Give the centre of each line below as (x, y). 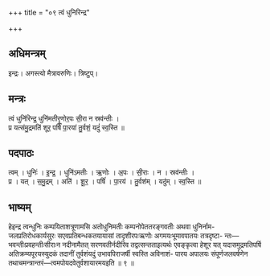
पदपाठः (21, 153)
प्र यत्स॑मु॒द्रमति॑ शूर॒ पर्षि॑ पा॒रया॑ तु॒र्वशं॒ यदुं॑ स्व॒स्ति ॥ (66, 127)
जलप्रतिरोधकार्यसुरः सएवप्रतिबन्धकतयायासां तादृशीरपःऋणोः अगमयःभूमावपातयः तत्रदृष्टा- (116, 236)
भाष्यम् (20, 207)
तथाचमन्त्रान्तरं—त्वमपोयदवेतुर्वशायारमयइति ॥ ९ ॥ (71, 263)
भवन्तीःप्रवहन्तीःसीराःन (35, 245)
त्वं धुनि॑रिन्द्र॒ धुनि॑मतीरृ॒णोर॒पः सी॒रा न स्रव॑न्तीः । (64, 118)
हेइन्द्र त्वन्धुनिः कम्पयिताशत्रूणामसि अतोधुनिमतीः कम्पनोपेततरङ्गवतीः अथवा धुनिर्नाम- (112, 227)
